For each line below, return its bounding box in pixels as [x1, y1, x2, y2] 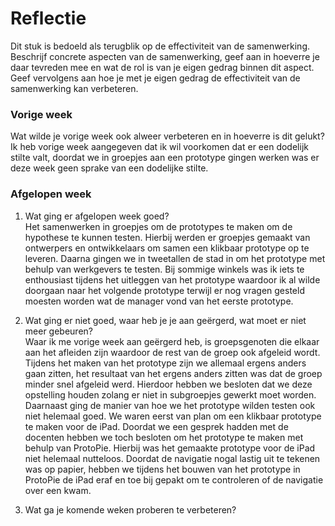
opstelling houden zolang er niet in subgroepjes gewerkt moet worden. [24, 388, 317, 401]
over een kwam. [24, 484, 92, 496]
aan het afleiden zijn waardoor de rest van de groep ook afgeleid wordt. [24, 346, 321, 358]
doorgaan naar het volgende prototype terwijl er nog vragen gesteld [24, 284, 305, 296]
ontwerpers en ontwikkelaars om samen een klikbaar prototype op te [24, 242, 310, 254]
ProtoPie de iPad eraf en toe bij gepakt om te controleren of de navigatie [24, 473, 324, 486]
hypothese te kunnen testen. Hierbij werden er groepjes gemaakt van [24, 231, 311, 243]
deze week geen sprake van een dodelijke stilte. [10, 162, 209, 174]
